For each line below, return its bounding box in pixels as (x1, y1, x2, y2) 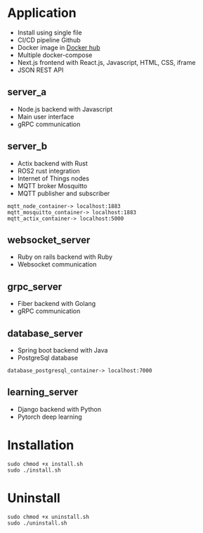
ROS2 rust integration (17, 166, 81, 175)
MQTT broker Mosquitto (17, 181, 88, 190)
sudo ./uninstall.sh (7, 520, 68, 527)
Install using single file (17, 28, 82, 37)
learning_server (7, 386, 79, 398)
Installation (7, 437, 74, 453)
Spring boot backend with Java (17, 346, 108, 354)
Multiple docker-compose (17, 51, 93, 59)
